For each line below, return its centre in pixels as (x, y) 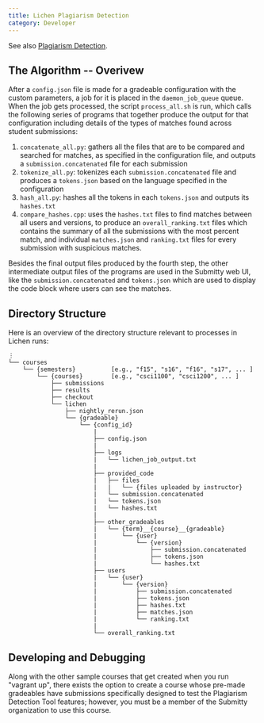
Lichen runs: (29, 341)
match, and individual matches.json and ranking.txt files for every (128, 239)
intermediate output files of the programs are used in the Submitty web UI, (130, 272)
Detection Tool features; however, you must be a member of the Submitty (128, 702)
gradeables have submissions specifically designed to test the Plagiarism (128, 693)
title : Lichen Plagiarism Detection (69, 15)
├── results (70, 390)
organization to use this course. (60, 710)
